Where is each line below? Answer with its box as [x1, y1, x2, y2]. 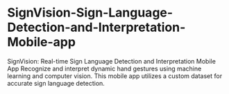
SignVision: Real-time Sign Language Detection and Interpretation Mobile [7, 57, 217, 65]
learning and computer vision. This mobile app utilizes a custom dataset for [7, 71, 223, 80]
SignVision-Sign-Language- [7, 5, 173, 21]
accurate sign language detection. [7, 79, 105, 87]
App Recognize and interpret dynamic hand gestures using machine [7, 64, 202, 73]
